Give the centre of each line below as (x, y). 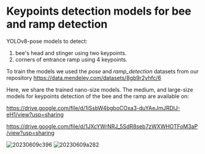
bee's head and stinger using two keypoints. (71, 53)
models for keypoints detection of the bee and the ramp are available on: (98, 96)
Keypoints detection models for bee (99, 11)
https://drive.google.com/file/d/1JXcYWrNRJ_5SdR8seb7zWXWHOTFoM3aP (102, 126)
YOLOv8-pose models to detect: (47, 41)
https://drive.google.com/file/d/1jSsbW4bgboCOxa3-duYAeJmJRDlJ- (93, 108)
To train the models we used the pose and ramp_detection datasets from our (103, 71)
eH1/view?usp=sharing (35, 114)
